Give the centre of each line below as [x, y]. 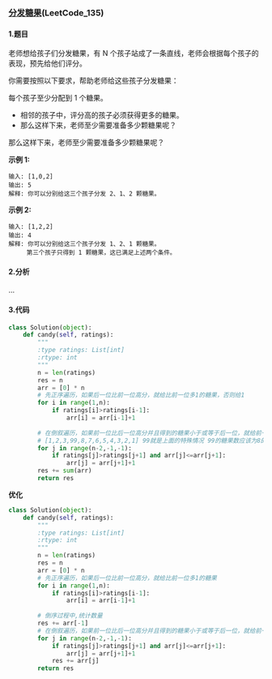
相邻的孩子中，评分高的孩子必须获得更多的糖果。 [102, 115]
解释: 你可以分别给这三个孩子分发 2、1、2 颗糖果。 [84, 194]
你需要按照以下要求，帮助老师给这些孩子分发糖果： [93, 81]
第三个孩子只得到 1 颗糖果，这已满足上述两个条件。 [101, 253]
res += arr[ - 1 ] [63, 623]
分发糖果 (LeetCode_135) [56, 12]
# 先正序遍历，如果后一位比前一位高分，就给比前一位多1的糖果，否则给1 [141, 395]
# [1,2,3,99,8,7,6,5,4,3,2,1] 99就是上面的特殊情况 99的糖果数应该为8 [149, 440]
